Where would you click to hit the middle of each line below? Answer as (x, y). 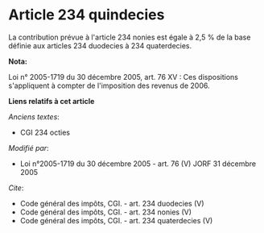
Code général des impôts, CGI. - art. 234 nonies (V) (105, 212)
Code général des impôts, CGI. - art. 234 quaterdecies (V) (116, 220)
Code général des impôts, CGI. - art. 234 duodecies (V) (112, 203)
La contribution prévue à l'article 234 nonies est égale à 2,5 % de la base (130, 37)
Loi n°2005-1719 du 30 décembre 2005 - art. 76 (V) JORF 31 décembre (138, 164)
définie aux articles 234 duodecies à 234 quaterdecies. (100, 45)
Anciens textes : (34, 116)
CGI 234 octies (45, 132)
